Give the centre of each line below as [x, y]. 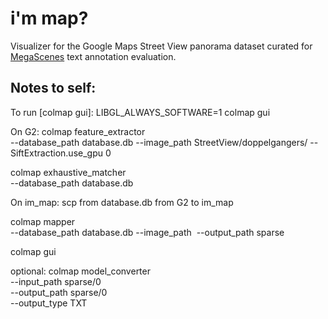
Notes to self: [53, 88]
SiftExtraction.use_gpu [57, 153]
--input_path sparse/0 [56, 281]
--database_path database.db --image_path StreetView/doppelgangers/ [159, 142]
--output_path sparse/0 [59, 292]
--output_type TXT [49, 303]
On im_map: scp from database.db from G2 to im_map [122, 202]
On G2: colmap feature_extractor [78, 131]
